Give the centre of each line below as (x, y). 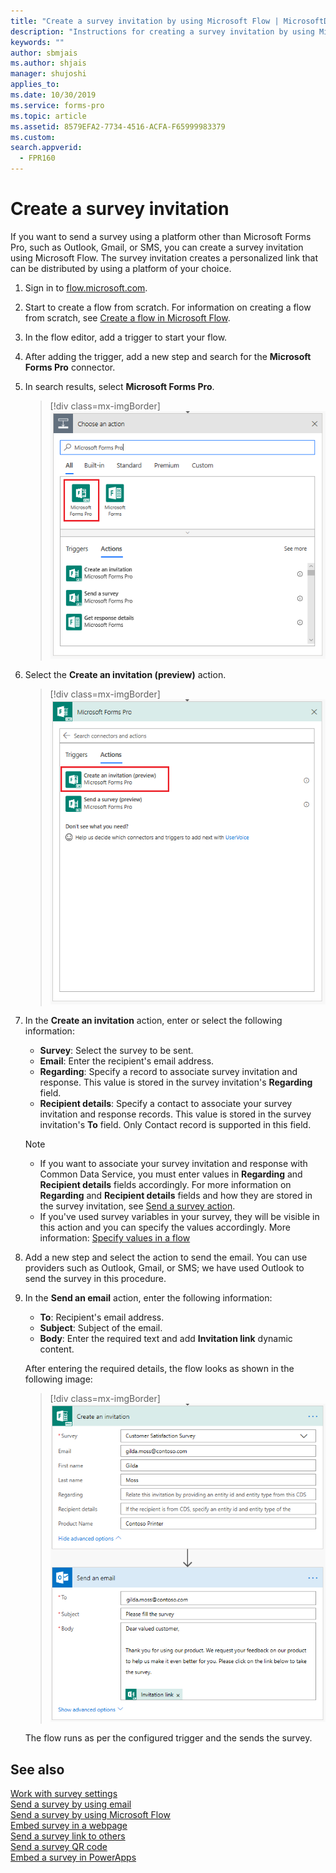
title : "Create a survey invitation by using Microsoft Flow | (145, 21)
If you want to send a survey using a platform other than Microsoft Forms (161, 236)
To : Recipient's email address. (102, 1317)
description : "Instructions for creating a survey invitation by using (162, 31)
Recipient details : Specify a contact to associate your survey (166, 1103)
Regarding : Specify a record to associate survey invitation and (168, 1071)
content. (57, 1349)
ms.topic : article (48, 116)
